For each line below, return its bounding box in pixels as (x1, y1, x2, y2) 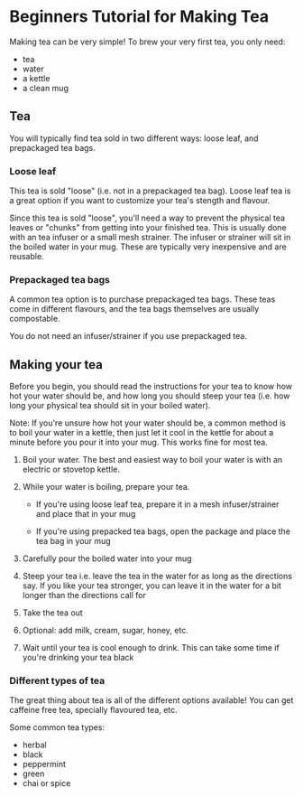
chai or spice (22, 778, 71, 789)
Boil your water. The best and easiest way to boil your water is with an (22, 455, 283, 465)
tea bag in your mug (35, 536, 111, 547)
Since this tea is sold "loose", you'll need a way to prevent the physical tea (9, 212, 286, 223)
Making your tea (9, 357, 104, 372)
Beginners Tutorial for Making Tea (9, 6, 269, 27)
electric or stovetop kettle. (22, 464, 120, 475)
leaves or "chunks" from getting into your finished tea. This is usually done (9, 222, 287, 233)
